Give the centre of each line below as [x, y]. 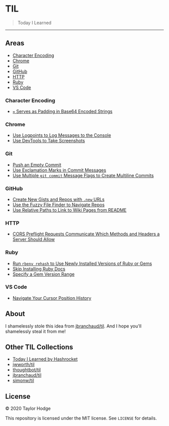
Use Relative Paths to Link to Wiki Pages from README [69, 210]
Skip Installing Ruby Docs [39, 269]
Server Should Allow [34, 239]
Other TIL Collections [39, 347]
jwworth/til [23, 365]
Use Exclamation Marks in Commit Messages [59, 170]
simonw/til [23, 381]
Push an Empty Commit [37, 164]
